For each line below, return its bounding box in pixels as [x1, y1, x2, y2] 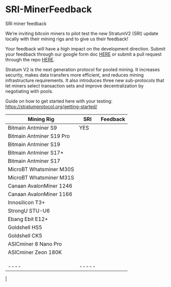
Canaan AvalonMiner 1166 [8, 190, 72, 198]
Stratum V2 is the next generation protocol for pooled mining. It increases [5, 66, 160, 73]
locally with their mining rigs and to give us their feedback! [5, 36, 129, 42]
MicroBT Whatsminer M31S [8, 174, 75, 181]
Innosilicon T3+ [8, 199, 45, 206]
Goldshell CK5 [8, 232, 42, 239]
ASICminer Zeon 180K [8, 249, 62, 256]
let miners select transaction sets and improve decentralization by [5, 83, 144, 89]
